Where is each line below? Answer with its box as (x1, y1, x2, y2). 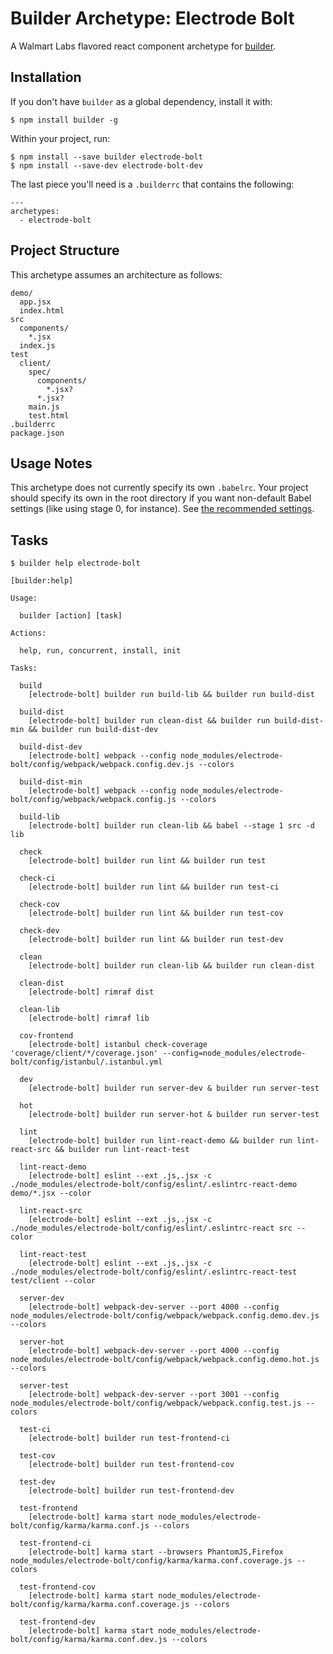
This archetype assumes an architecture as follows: (10, 268, 223, 281)
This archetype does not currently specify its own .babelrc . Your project (10, 482, 309, 494)
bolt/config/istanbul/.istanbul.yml (10, 1057, 163, 1067)
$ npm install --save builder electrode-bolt (10, 152, 203, 162)
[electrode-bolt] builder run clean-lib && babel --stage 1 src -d (28, 821, 315, 831)
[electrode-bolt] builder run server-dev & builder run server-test (28, 1083, 320, 1094)
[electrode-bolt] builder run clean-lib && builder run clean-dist (28, 961, 315, 971)
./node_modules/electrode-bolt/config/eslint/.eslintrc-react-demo (10, 1180, 298, 1190)
